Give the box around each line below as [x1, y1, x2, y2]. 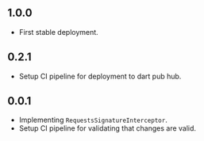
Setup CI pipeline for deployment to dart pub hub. [18, 71, 182, 81]
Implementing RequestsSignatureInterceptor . [18, 115, 167, 125]
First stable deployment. [18, 27, 98, 36]
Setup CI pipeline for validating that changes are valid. [18, 124, 196, 133]
